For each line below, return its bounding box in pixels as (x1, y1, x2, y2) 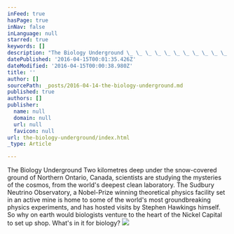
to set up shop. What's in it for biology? (7, 219, 121, 228)
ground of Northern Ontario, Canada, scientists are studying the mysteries (7, 173, 222, 182)
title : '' (7, 69, 36, 76)
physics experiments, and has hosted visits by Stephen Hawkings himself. (7, 203, 221, 212)
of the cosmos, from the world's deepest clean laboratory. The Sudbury (7, 181, 215, 189)
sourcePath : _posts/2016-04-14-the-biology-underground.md (7, 82, 184, 89)
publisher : (7, 102, 39, 109)
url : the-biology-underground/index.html (7, 134, 130, 141)
